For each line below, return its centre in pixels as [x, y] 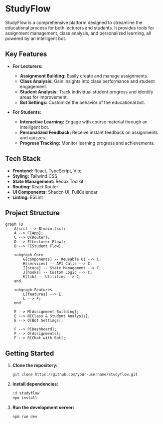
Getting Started [30, 353]
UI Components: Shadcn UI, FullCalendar [55, 192]
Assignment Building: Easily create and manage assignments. [84, 76]
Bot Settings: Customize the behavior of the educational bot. [82, 102]
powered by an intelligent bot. [36, 38]
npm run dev [25, 417]
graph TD [14, 224]
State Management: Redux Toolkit [48, 181]
